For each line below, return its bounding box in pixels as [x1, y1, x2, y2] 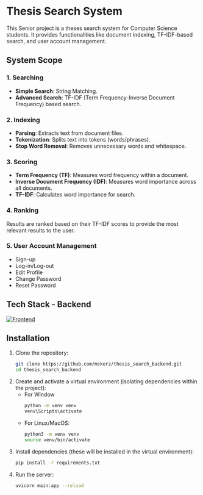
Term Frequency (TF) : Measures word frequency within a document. [15, 172, 189, 179]
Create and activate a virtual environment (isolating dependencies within [15, 378, 198, 385]
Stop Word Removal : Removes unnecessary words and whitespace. [15, 142, 187, 150]
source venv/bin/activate [24, 436, 90, 443]
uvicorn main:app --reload [15, 482, 84, 489]
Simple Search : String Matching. [15, 87, 98, 95]
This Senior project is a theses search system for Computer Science [6, 24, 178, 32]
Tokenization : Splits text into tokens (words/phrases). [15, 135, 151, 143]
